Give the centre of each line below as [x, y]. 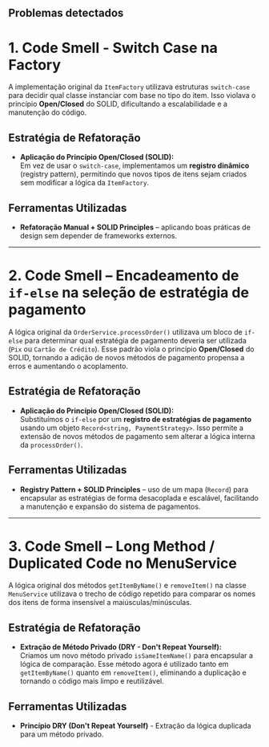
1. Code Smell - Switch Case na [113, 48]
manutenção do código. [48, 112]
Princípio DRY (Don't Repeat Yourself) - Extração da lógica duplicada [135, 726]
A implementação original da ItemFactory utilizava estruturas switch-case [129, 87]
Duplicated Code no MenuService [123, 563]
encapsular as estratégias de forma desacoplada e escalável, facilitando [139, 497]
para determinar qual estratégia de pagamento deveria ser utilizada [135, 340]
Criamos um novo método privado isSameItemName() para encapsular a [137, 656]
